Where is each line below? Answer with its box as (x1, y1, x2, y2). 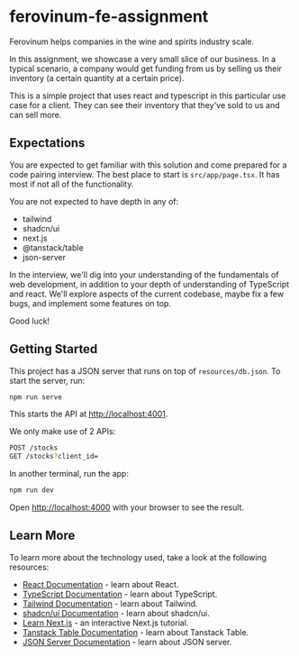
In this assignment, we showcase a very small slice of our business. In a (9, 53, 276, 64)
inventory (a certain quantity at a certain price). (9, 72, 185, 83)
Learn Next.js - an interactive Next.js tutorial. (22, 617, 189, 628)
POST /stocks (9, 443, 59, 452)
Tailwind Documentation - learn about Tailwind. (22, 597, 198, 609)
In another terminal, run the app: (9, 469, 129, 479)
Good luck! (9, 315, 50, 326)
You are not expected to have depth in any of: (9, 196, 179, 206)
